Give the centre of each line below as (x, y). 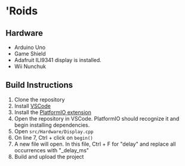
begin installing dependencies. (52, 125)
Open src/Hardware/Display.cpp (54, 131)
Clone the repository (39, 99)
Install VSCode (33, 106)
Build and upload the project (49, 156)
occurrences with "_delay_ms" (52, 150)
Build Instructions (39, 85)
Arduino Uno (30, 47)
